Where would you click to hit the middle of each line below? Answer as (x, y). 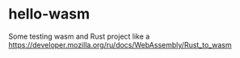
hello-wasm (49, 14)
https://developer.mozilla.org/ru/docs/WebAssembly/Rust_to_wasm (120, 44)
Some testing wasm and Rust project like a (79, 36)
